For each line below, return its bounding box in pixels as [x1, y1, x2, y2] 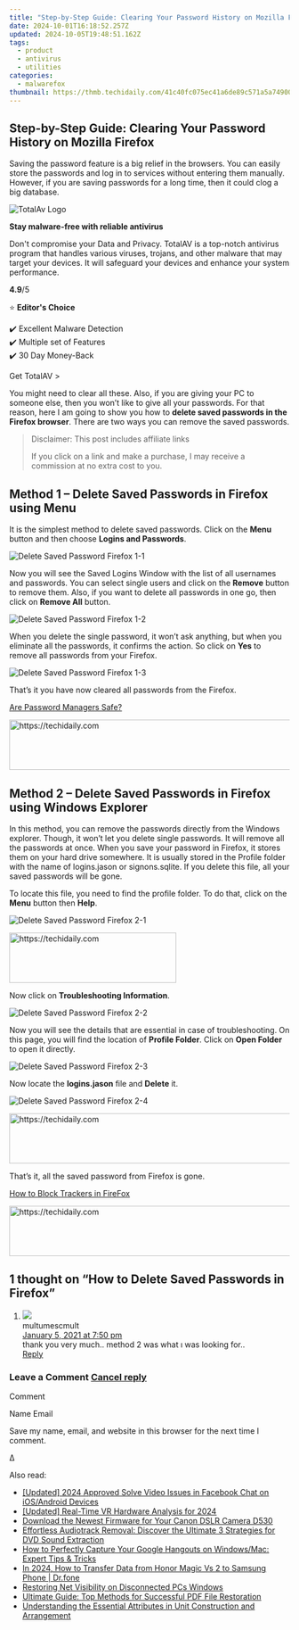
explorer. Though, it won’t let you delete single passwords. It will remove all [9, 832, 285, 843]
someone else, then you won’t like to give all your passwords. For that [9, 398, 265, 409]
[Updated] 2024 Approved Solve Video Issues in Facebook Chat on [21, 1487, 270, 1498]
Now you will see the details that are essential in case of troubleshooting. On [9, 1024, 290, 1035]
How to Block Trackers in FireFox [9, 1187, 131, 1198]
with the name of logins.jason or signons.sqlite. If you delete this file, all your [9, 861, 290, 872]
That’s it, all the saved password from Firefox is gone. [9, 1171, 206, 1181]
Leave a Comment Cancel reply [9, 1370, 147, 1383]
